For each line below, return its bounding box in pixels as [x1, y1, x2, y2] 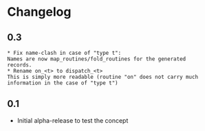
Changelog [7, 4, 72, 20]
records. [7, 62, 32, 69]
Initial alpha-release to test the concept [17, 116, 129, 124]
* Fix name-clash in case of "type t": [7, 49, 122, 56]
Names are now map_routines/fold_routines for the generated [7, 56, 186, 62]
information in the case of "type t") [7, 80, 118, 86]
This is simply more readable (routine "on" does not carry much [7, 73, 198, 80]
